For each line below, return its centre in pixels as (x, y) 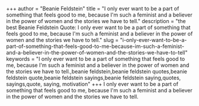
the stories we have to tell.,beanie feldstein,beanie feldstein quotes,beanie (97, 71)
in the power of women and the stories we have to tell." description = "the (96, 21)
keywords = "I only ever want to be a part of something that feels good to (96, 59)
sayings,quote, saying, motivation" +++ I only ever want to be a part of (92, 84)
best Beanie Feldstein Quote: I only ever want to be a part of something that (98, 27)
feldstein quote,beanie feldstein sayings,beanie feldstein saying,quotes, (94, 78)
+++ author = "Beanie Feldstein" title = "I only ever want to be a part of (93, 9)
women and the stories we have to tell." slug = (62, 40)
